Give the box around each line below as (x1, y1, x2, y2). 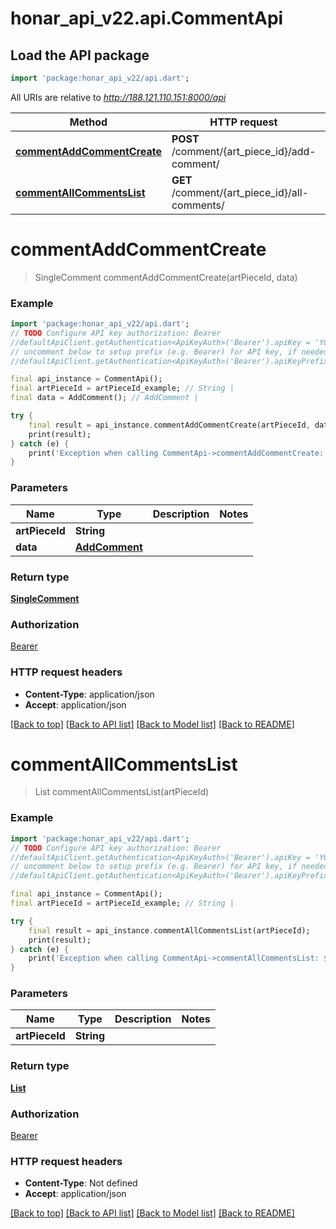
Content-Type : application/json (24, 688, 155, 700)
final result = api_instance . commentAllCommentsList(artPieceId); (28, 925, 311, 936)
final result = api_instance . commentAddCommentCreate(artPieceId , (28, 420, 311, 430)
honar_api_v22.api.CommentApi (10, 7, 284, 30)
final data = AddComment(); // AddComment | (10, 393, 199, 403)
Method (69, 115, 108, 129)
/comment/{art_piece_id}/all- (171, 185, 309, 199)
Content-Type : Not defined (24, 1177, 138, 1189)
